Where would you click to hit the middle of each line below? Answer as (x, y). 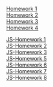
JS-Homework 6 (26, 65)
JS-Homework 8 (26, 78)
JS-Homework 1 (26, 39)
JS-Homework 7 (26, 71)
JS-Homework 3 (26, 52)
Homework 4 (22, 28)
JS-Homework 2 (26, 46)
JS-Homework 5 (26, 58)
